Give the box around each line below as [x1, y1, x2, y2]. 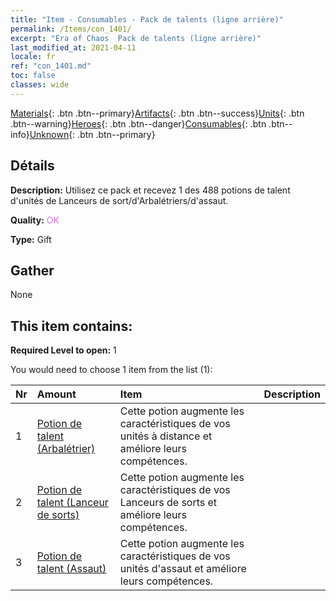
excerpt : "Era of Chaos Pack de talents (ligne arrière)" [10, 33, 262, 43]
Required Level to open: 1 [10, 344, 117, 356]
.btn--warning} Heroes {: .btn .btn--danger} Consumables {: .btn [10, 117, 267, 130]
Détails [10, 157, 55, 175]
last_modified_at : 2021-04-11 [10, 42, 137, 53]
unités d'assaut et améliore [119, 562, 247, 576]
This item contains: [10, 317, 133, 335]
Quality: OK [10, 214, 60, 226]
